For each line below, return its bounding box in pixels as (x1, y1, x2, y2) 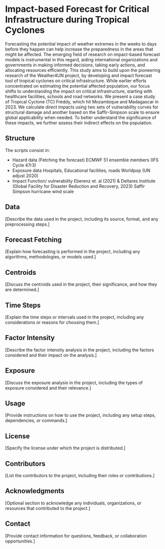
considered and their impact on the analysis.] (5, 352, 97, 358)
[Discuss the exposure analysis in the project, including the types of (5, 380, 143, 386)
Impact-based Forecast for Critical (5, 3, 149, 15)
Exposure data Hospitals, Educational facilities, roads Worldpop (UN (12, 167, 151, 173)
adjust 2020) (12, 172, 38, 179)
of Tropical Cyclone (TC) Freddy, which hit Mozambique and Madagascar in (5, 99, 159, 104)
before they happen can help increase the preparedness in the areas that (5, 46, 154, 52)
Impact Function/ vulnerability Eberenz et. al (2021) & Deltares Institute (12, 178, 156, 184)
